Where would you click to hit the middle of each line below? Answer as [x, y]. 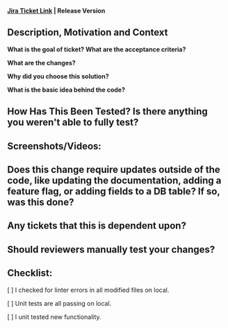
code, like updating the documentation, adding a [114, 180]
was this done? [41, 202]
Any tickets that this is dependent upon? [97, 226]
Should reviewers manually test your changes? [111, 249]
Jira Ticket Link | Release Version [56, 11]
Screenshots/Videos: [55, 146]
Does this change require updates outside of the [114, 169]
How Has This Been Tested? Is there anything [108, 112]
